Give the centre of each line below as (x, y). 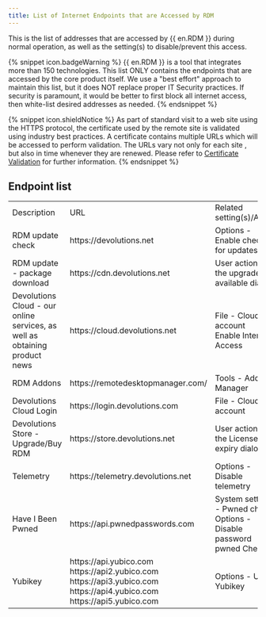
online (24, 316)
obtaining (30, 346)
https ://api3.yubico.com (114, 581)
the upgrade (238, 273)
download (31, 283)
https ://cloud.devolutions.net (123, 331)
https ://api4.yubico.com (114, 592)
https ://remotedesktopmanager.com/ (139, 383)
